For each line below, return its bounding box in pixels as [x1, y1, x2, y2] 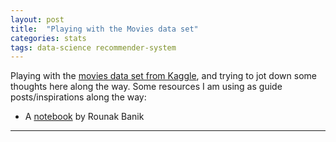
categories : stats [10, 33, 87, 43]
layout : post [10, 14, 65, 25]
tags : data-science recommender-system [10, 42, 177, 53]
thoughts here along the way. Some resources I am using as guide [10, 81, 283, 93]
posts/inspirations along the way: [10, 91, 147, 103]
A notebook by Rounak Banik [24, 111, 145, 123]
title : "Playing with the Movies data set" [10, 24, 199, 34]
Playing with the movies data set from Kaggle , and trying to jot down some [10, 70, 317, 82]
